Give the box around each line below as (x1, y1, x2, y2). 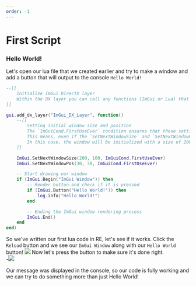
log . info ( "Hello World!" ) (37, 193, 100, 198)
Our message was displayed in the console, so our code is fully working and (6, 267, 190, 274)
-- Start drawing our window (16, 171, 87, 177)
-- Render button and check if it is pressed (27, 182, 140, 188)
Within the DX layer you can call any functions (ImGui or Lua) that (16, 96, 190, 102)
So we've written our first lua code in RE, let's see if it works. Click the (6, 236, 174, 243)
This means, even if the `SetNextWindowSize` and (27, 134, 150, 140)
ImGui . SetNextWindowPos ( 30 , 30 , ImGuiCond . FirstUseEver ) (16, 161, 158, 166)
